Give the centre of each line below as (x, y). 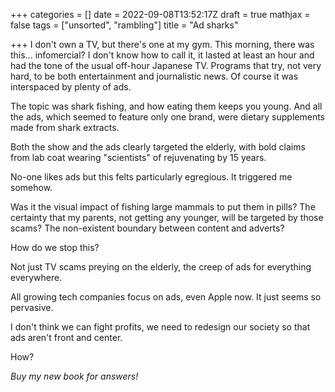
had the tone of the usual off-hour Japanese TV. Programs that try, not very (166, 65)
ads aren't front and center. (66, 337)
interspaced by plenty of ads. (71, 87)
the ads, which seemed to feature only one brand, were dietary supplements (167, 117)
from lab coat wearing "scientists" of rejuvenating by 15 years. (138, 157)
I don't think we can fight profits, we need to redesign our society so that (160, 327)
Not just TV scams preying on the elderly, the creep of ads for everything (161, 267)
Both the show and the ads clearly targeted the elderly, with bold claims (158, 147)
